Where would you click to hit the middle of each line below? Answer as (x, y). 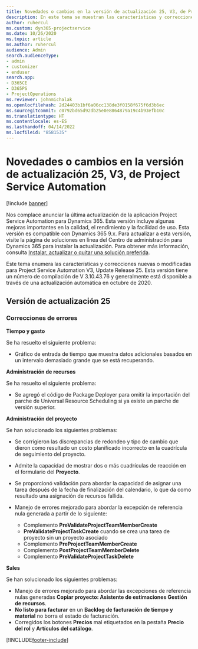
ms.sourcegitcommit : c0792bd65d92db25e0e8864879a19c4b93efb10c (85, 111)
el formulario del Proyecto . (47, 472)
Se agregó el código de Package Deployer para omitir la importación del (102, 394)
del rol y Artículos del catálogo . (54, 628)
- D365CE (17, 83)
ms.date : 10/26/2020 (32, 34)
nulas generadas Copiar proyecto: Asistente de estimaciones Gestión (101, 597)
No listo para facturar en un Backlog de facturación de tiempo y (94, 609)
